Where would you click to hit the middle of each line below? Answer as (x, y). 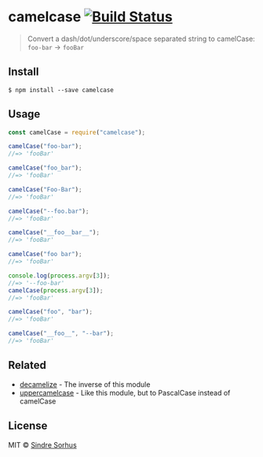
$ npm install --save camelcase (61, 90)
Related (27, 365)
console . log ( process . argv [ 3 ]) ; (59, 276)
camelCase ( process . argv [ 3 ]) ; (56, 290)
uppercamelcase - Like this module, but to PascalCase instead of (125, 392)
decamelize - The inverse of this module (85, 384)
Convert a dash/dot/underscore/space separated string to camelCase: (141, 39)
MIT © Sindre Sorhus (42, 444)
